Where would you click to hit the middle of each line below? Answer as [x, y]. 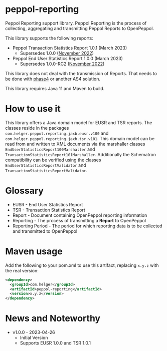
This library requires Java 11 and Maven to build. [55, 88]
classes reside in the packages [37, 128]
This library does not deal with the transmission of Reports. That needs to [81, 73]
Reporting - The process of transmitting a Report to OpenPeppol [79, 220]
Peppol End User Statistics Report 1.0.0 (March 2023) [67, 58]
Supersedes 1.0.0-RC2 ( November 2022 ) [62, 64]
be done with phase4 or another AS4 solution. [53, 79]
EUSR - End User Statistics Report [48, 204]
